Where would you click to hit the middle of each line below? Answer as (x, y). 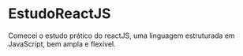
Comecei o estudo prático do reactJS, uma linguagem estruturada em (121, 35)
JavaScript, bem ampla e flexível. (62, 43)
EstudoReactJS (60, 14)
